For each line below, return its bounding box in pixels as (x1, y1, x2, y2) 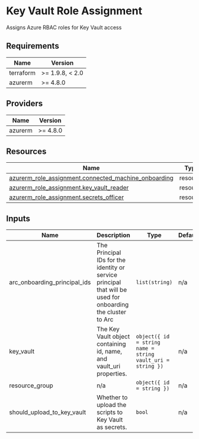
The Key (97, 325, 120, 333)
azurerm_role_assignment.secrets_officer (9, 193, 124, 201)
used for (97, 293, 120, 301)
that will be (97, 286, 127, 294)
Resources (6, 146, 47, 156)
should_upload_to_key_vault (9, 408, 86, 416)
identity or (97, 263, 126, 271)
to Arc (97, 315, 114, 324)
